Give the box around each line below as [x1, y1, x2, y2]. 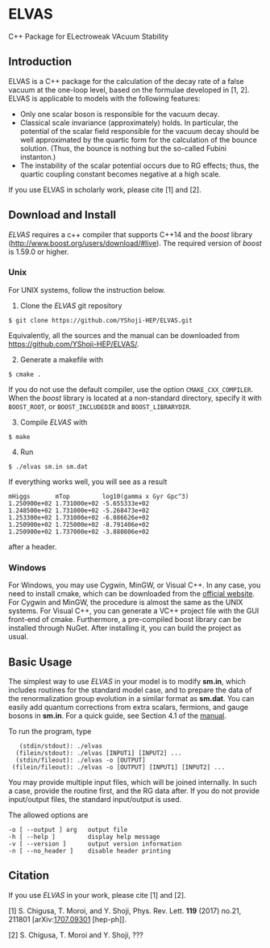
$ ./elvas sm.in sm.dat [8, 462, 89, 470]
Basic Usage [8, 655, 73, 669]
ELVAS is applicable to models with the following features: [8, 94, 201, 103]
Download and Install [8, 208, 117, 222]
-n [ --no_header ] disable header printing [8, 846, 172, 855]
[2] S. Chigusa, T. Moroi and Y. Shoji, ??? [8, 929, 143, 940]
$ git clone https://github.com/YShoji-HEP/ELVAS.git [8, 316, 193, 324]
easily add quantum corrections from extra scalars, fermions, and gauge [8, 702, 248, 712]
